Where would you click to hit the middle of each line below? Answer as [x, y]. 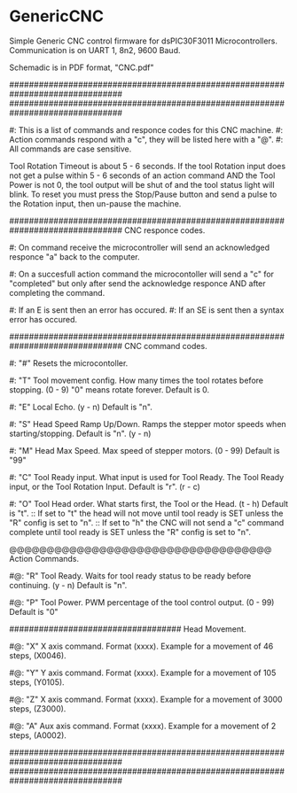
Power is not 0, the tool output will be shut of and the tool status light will [142, 184]
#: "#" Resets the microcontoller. [69, 363]
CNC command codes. [165, 346]
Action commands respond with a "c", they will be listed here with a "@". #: [146, 139]
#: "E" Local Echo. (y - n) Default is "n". [81, 407]
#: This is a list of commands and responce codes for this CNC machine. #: [146, 129]
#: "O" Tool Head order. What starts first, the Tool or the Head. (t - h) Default [149, 503]
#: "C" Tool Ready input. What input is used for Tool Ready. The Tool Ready [147, 477]
